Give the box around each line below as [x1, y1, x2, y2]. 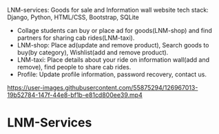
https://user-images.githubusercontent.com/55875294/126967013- [7, 84, 198, 91]
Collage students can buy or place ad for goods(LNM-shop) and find [17, 27, 212, 34]
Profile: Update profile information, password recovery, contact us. [17, 70, 207, 78]
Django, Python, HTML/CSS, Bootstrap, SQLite [7, 13, 139, 21]
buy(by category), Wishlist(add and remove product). [17, 48, 169, 56]
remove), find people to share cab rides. [17, 63, 132, 71]
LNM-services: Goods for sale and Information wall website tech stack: [7, 6, 209, 14]
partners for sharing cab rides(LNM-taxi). [17, 34, 135, 42]
